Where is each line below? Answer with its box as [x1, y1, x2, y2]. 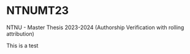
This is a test [6, 42, 39, 49]
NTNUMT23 [6, 4, 69, 18]
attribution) [6, 30, 35, 37]
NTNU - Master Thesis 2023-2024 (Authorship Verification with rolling [6, 24, 184, 31]
